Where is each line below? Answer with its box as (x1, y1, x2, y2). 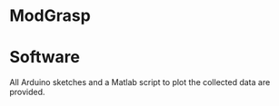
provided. (9, 87, 45, 98)
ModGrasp (9, 5, 91, 26)
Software (9, 47, 80, 68)
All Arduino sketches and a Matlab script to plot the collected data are (9, 77, 271, 88)
